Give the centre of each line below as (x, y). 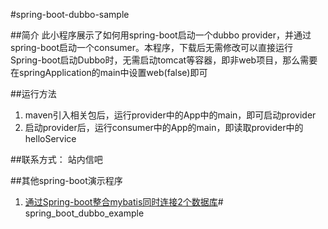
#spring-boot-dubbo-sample (70, 14)
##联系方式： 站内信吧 (56, 159)
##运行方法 (33, 93)
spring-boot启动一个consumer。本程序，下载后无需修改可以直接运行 (152, 47)
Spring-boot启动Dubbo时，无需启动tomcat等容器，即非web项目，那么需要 (164, 60)
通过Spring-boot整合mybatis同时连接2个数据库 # (124, 202)
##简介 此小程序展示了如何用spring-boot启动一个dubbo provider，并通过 (161, 35)
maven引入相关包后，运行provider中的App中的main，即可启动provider (170, 115)
